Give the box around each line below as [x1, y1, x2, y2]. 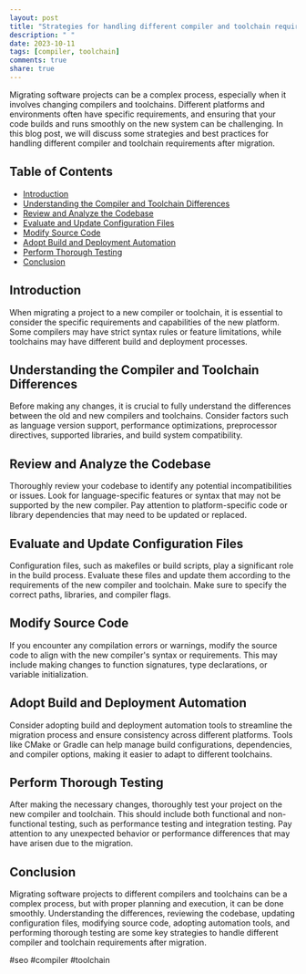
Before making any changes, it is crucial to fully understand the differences [9, 400, 291, 411]
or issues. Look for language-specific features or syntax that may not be [9, 490, 281, 502]
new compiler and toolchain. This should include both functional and [9, 809, 267, 820]
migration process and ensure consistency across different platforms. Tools [9, 729, 293, 740]
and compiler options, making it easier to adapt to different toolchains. [9, 749, 273, 760]
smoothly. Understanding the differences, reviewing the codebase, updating [9, 908, 296, 919]
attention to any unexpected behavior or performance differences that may [9, 828, 291, 839]
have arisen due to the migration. [9, 838, 134, 849]
